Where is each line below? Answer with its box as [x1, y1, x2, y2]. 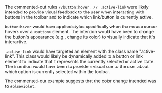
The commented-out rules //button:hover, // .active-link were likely [5, 4, 149, 10]
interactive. [5, 39, 28, 45]
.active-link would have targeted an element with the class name [5, 48, 138, 54]
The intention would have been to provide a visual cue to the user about [5, 64, 149, 69]
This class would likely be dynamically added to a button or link [16, 53, 143, 59]
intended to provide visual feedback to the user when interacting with [5, 9, 144, 15]
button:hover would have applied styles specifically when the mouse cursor [5, 24, 157, 29]
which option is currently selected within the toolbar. [5, 69, 110, 74]
